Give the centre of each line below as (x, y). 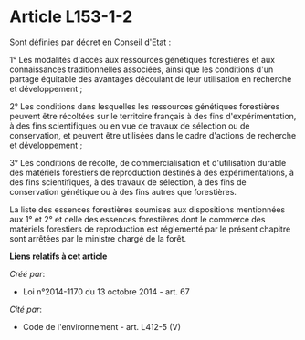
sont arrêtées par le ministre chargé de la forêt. (98, 238)
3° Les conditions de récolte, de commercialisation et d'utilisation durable (148, 162)
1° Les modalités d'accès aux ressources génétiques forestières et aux (142, 59)
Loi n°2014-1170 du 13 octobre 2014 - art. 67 (106, 291)
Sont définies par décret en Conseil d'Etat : (90, 42)
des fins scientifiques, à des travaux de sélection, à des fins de (128, 182)
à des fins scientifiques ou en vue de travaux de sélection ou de (130, 126)
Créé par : (27, 273)
